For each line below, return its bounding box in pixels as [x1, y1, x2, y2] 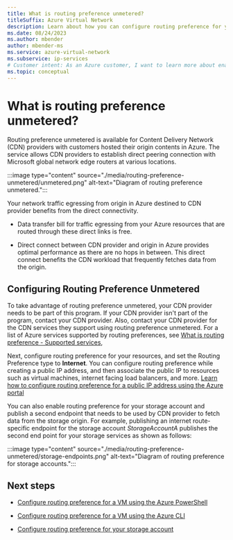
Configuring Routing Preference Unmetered [7, 283, 200, 295]
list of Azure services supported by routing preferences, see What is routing [7, 331, 225, 340]
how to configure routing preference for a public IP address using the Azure [7, 381, 224, 390]
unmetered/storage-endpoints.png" [7, 452, 110, 461]
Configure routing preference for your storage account [17, 525, 174, 534]
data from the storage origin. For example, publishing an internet [7, 417, 192, 425]
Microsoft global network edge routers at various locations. [7, 157, 177, 166]
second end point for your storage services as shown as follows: [7, 431, 192, 440]
